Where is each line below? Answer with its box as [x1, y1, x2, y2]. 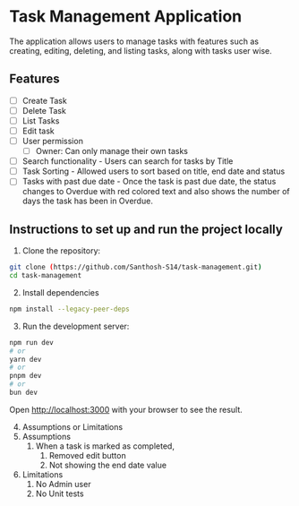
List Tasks [21, 115, 60, 126]
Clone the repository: [21, 245, 101, 256]
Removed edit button [48, 450, 127, 460]
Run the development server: [21, 321, 130, 331]
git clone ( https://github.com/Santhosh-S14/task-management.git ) [9, 262, 262, 272]
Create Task [21, 95, 67, 106]
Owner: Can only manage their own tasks [35, 146, 188, 157]
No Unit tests [35, 488, 84, 499]
